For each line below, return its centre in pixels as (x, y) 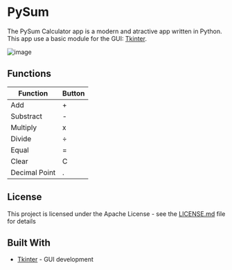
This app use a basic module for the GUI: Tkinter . (77, 38)
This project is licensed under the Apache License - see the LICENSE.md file (116, 214)
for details (21, 221)
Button (73, 93)
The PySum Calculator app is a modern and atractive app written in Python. (115, 31)
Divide (21, 138)
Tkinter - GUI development (55, 260)
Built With (29, 243)
